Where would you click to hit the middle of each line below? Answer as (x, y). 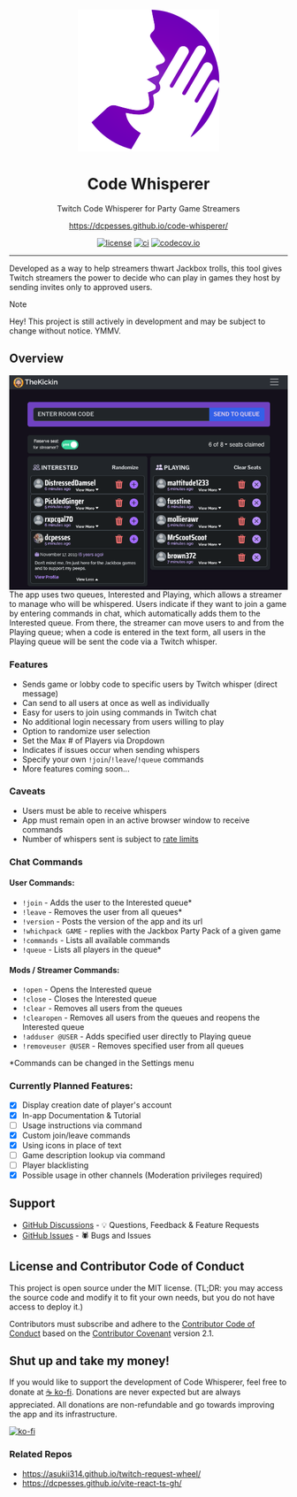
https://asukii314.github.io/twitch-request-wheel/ (111, 1473)
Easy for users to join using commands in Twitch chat (119, 712)
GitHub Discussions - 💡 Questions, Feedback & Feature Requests (141, 1224)
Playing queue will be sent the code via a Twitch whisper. (114, 641)
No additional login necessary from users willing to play (123, 721)
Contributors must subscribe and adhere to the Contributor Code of (132, 1324)
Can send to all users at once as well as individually (116, 702)
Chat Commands (46, 862)
